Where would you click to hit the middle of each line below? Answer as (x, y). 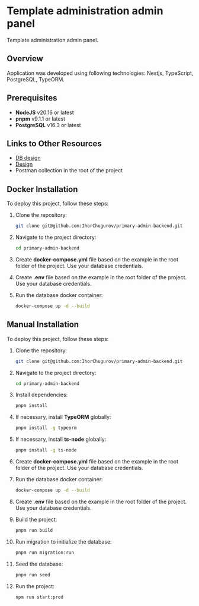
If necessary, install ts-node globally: (61, 439)
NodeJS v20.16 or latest (44, 112)
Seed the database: (39, 564)
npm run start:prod (39, 597)
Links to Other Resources (54, 143)
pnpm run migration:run (45, 553)
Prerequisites (32, 98)
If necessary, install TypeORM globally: (63, 417)
